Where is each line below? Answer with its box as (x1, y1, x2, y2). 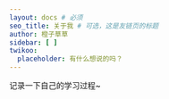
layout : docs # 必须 (9, 12, 83, 22)
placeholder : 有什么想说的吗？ (17, 54, 123, 63)
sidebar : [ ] (9, 37, 58, 47)
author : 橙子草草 (9, 29, 69, 38)
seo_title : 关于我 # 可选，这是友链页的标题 (9, 21, 159, 30)
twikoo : (9, 46, 38, 55)
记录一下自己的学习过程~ (9, 80, 101, 90)
